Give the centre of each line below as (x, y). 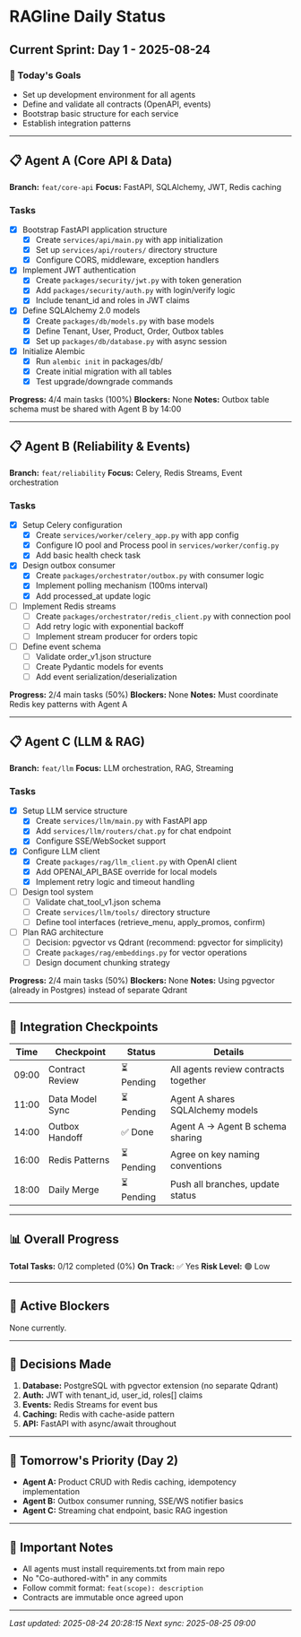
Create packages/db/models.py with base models (125, 321)
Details (229, 1052)
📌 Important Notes (61, 1547)
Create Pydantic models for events (99, 666)
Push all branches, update (225, 1183)
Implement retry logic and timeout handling (115, 881)
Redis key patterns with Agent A (69, 705)
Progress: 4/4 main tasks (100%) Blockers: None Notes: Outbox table (139, 399)
